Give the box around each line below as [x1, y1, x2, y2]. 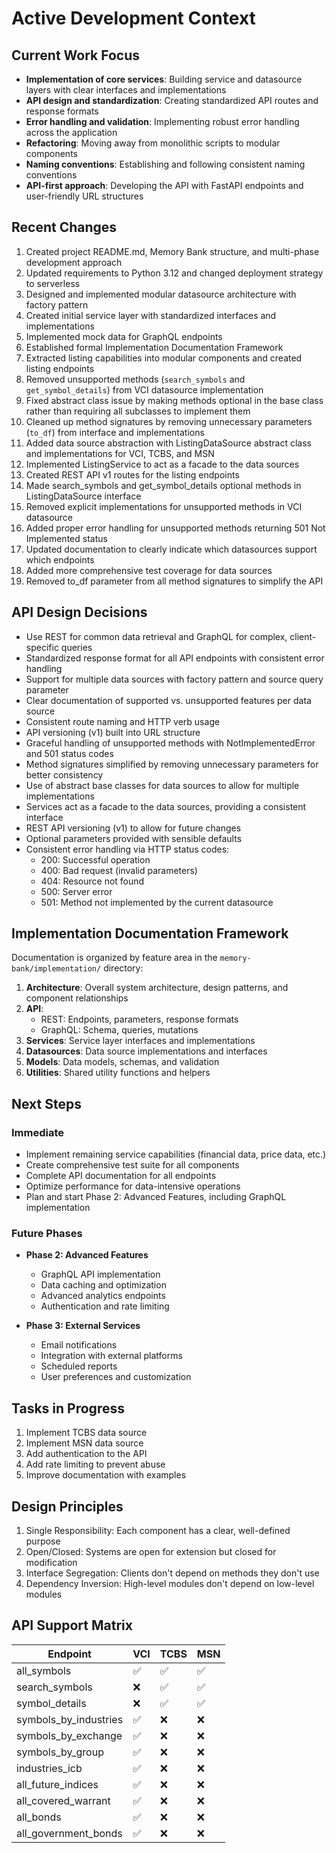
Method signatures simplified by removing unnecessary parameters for [25, 758, 319, 770]
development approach [25, 256, 123, 268]
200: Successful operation [40, 853, 151, 866]
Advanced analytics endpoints [40, 1290, 166, 1302]
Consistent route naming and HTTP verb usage [25, 715, 221, 727]
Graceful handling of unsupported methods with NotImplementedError [25, 737, 316, 749]
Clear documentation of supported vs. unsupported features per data [25, 694, 312, 706]
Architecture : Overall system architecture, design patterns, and [25, 982, 289, 994]
